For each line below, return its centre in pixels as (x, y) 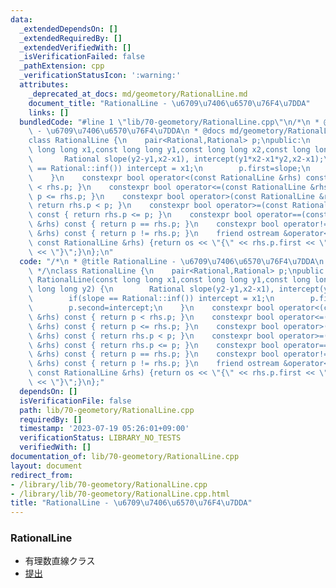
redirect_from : (42, 475)
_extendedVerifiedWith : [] (75, 47)
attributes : (44, 85)
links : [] (49, 112)
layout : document (46, 466)
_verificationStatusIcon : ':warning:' (100, 76)
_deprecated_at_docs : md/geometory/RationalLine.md (138, 94)
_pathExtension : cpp (62, 66)
